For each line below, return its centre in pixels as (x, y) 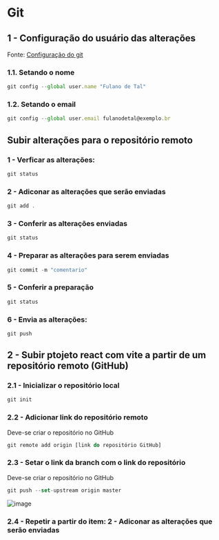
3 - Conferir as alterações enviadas (67, 224)
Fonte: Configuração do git (45, 54)
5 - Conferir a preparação (51, 287)
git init (20, 400)
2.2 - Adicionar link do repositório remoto (77, 417)
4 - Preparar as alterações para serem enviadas (88, 256)
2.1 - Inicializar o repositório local (63, 386)
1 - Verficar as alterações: (51, 160)
